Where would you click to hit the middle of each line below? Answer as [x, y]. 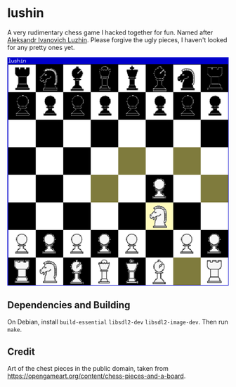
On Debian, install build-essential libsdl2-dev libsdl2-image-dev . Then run [118, 322]
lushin [26, 13]
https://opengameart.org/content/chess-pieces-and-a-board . [97, 376]
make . [15, 329]
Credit [21, 351]
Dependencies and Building [69, 305]
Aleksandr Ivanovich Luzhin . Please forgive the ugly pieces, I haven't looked [117, 39]
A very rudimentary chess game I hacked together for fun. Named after [110, 32]
